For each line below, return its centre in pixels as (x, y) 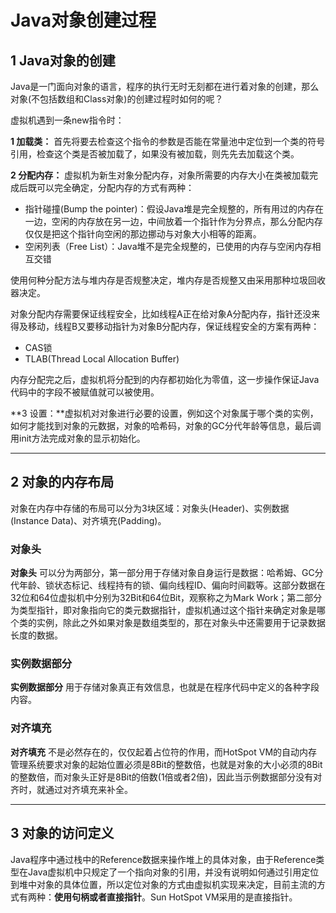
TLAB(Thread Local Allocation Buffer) (102, 359)
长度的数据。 (36, 635)
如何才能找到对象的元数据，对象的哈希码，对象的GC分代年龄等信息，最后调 (166, 425)
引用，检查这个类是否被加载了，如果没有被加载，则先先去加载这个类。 (155, 154)
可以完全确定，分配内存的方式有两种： (115, 187)
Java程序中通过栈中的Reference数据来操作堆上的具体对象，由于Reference (163, 859)
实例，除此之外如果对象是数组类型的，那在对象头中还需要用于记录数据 (181, 623)
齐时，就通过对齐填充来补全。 (71, 789)
